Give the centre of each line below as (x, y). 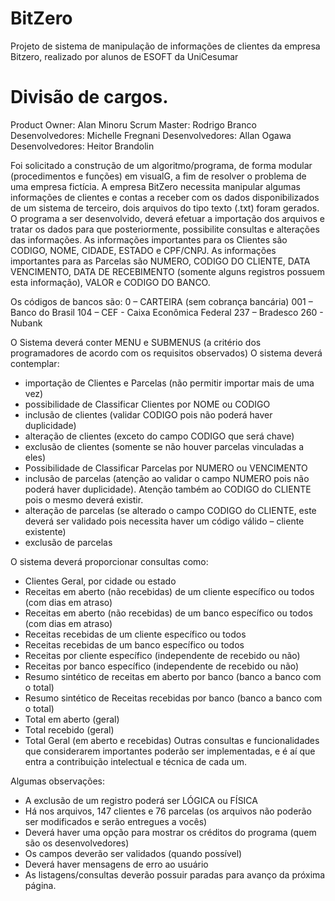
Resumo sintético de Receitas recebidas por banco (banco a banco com (173, 698)
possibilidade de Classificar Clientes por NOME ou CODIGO (147, 404)
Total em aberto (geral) (72, 719)
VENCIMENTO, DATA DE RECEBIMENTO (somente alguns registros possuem (167, 271)
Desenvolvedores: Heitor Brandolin (82, 146)
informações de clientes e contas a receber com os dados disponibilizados (165, 197)
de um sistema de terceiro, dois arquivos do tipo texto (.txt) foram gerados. (165, 208)
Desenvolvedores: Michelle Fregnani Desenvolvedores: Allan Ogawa (151, 135)
